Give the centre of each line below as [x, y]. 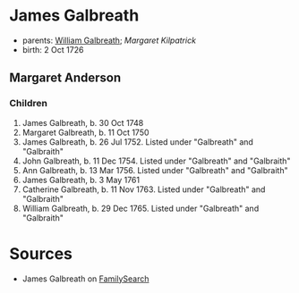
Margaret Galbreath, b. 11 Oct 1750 [85, 132]
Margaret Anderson [65, 78]
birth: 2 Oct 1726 [53, 49]
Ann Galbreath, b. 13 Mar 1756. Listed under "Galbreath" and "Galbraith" [155, 170]
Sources [41, 253]
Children [28, 104]
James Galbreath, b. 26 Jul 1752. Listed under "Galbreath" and [137, 142]
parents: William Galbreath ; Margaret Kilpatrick [109, 40]
